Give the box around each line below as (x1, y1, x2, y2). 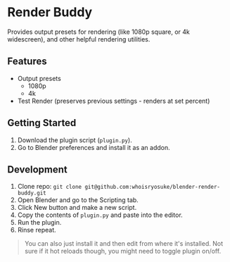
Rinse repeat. (17, 226, 56, 235)
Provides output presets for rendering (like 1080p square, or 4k (7, 27, 190, 36)
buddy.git (17, 189, 47, 197)
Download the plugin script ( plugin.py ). (17, 135, 132, 144)
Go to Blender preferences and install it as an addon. (17, 143, 170, 151)
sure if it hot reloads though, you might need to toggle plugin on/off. (24, 247, 222, 256)
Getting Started (7, 117, 77, 129)
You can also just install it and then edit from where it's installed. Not (24, 239, 224, 248)
